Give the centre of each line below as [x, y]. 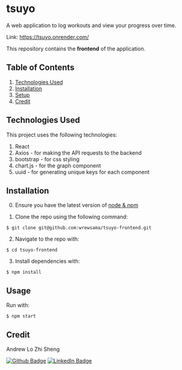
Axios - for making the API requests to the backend [78, 153]
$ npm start [21, 316]
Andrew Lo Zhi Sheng [33, 349]
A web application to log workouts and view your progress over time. [91, 25]
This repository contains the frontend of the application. [76, 48]
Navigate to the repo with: [47, 239]
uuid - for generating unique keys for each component [82, 172]
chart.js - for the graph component [58, 165]
